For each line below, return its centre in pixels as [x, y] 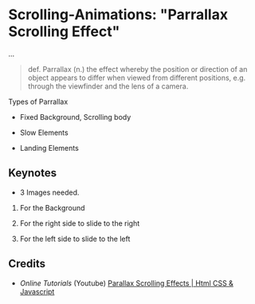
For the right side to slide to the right [80, 223]
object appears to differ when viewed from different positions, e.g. [137, 77]
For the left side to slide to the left [75, 239]
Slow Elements [44, 132]
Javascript [37, 291]
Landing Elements [49, 148]
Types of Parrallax [38, 101]
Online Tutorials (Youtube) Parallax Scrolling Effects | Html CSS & [126, 283]
